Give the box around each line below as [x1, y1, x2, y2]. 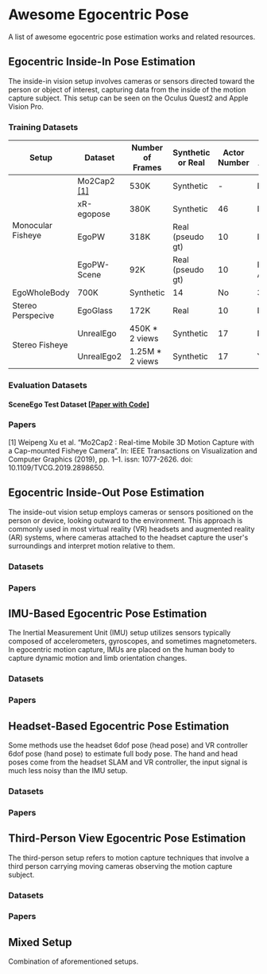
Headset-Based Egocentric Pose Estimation [8, 719, 230, 732]
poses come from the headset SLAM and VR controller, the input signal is [8, 757, 248, 767]
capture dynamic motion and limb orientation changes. [8, 654, 188, 663]
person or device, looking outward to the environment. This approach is [8, 516, 243, 525]
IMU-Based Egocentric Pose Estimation [8, 607, 207, 620]
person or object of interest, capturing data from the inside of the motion [8, 84, 246, 94]
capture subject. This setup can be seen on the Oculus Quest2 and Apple [8, 93, 249, 103]
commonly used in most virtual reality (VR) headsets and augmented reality [8, 524, 255, 533]
